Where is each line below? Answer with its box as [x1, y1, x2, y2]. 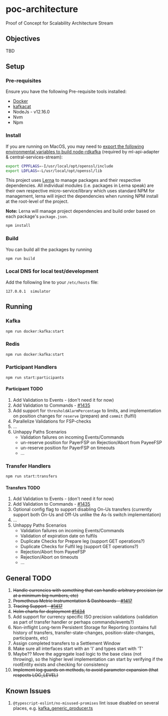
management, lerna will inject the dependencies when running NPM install [5, 193, 159, 199]
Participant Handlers [5, 364, 57, 371]
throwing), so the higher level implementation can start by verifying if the [12, 656, 163, 663]
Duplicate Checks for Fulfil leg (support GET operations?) [20, 544, 139, 550]
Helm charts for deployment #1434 [12, 609, 85, 615]
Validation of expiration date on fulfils [20, 533, 97, 539]
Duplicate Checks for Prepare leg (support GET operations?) [20, 538, 145, 544]
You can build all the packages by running [5, 246, 92, 252]
